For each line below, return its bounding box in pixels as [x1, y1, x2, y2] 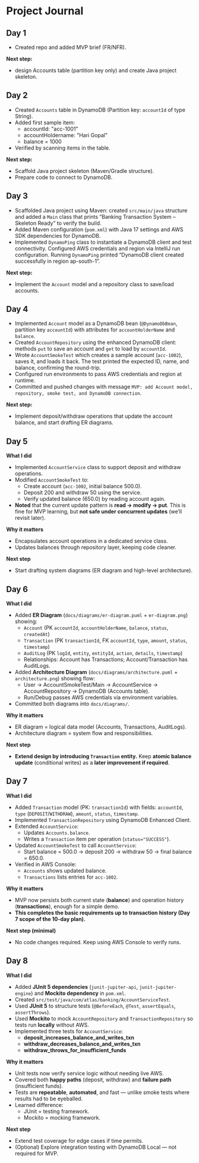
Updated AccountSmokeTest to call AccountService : [14, 842, 137, 849]
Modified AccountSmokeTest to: [14, 476, 89, 483]
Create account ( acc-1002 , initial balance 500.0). [23, 483, 142, 490]
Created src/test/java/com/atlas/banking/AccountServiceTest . [14, 995, 171, 1003]
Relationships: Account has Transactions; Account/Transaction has [23, 656, 188, 663]
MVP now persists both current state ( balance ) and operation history [14, 896, 184, 904]
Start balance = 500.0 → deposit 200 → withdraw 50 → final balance [23, 848, 192, 855]
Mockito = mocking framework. [23, 1114, 101, 1121]
